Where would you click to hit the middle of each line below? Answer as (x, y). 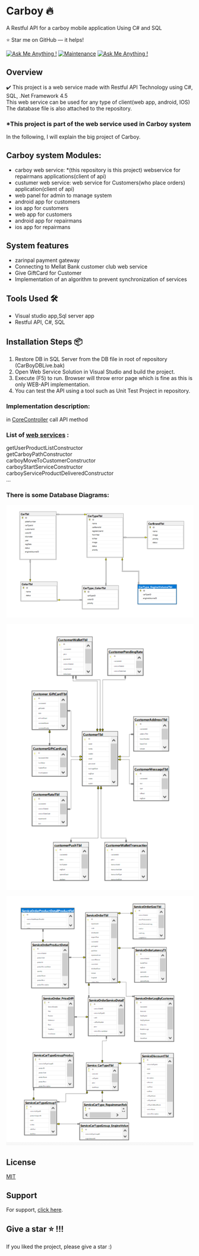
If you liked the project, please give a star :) (59, 1246)
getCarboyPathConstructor (39, 454)
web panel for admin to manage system (63, 195)
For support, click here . (35, 1209)
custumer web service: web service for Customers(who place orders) (100, 183)
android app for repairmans (48, 220)
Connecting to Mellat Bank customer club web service (81, 266)
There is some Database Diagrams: (58, 495)
